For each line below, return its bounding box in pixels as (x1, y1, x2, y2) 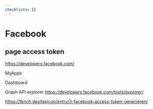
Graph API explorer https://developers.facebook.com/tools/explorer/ (5, 89, 144, 95)
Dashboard (5, 79, 28, 86)
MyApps (5, 70, 22, 76)
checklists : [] (5, 7, 36, 12)
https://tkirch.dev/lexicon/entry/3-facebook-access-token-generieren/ (5, 98, 148, 104)
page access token (5, 47, 64, 56)
